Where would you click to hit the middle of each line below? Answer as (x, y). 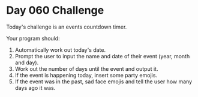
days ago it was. (35, 87)
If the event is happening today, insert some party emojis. (86, 75)
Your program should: (33, 38)
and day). (27, 62)
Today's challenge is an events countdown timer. (67, 27)
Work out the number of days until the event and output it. (86, 68)
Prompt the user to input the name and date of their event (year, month (102, 56)
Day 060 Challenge (55, 10)
